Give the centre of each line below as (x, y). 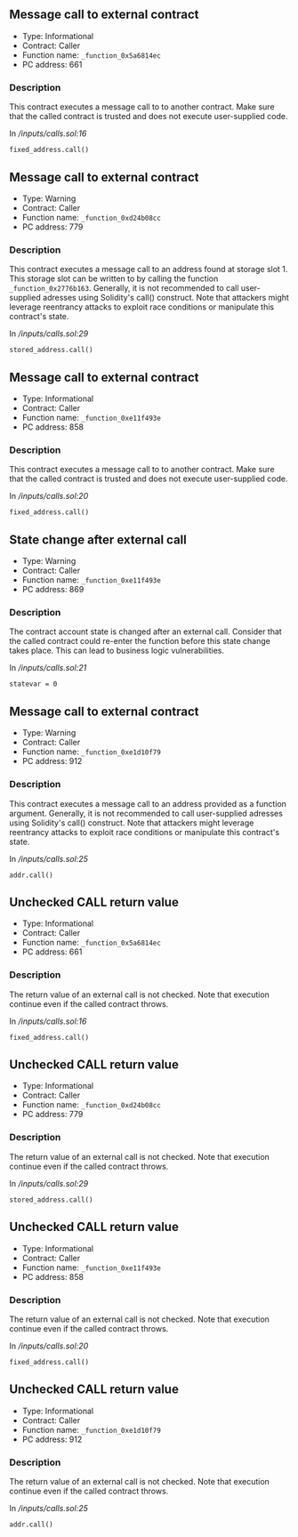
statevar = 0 (33, 684)
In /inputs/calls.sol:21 (48, 668)
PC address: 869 (53, 590)
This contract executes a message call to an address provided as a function (148, 803)
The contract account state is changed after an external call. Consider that (145, 632)
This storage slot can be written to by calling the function (114, 278)
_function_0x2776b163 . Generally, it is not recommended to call (124, 288)
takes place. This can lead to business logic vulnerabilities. (117, 651)
